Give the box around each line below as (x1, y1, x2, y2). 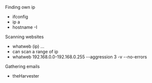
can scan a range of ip (12, 49, 58, 54)
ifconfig (12, 14, 28, 19)
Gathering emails (5, 64, 40, 69)
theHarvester (12, 73, 40, 79)
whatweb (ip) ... (12, 43, 45, 49)
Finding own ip (5, 4, 36, 10)
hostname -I (12, 24, 38, 30)
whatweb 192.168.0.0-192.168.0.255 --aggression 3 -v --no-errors (12, 54, 147, 60)
